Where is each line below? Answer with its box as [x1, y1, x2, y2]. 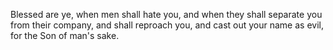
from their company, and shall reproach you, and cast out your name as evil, [10, 19, 324, 31]
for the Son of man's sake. [10, 30, 120, 41]
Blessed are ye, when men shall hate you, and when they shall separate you [10, 9, 323, 20]
